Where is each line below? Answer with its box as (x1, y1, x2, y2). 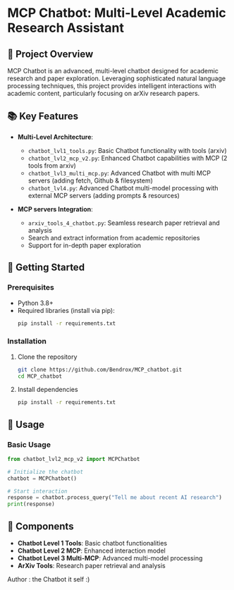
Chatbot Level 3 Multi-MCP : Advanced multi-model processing (17, 554, 203, 563)
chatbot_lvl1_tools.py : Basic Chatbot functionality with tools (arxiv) (27, 146, 227, 154)
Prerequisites (7, 283, 54, 293)
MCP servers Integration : (17, 204, 93, 213)
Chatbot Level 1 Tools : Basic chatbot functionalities (17, 539, 168, 548)
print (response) (7, 500, 55, 508)
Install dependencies (17, 386, 79, 394)
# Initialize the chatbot (7, 468, 83, 475)
